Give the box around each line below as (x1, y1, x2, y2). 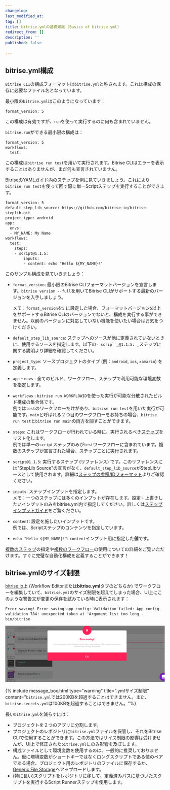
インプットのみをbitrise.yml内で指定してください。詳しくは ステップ (21, 501, 163, 507)
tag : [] (5, 19, 22, 24)
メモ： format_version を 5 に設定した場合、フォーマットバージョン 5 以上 (12, 305, 161, 311)
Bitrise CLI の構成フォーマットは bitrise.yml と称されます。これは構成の (5, 81, 157, 87)
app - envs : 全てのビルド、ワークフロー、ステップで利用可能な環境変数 (12, 375, 161, 381)
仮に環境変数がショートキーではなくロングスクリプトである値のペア (21, 754, 163, 760)
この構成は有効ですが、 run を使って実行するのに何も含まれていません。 (5, 118, 153, 124)
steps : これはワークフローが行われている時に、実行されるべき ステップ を (12, 429, 164, 435)
